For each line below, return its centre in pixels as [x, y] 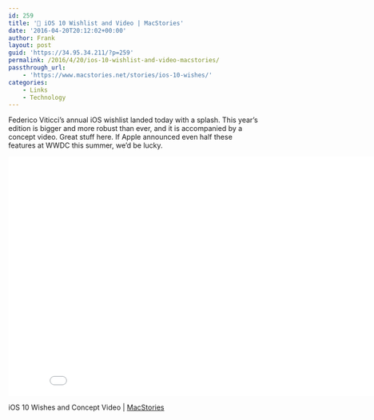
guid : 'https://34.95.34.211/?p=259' [71, 53]
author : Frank [32, 38]
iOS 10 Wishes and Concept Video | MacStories [87, 407]
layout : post [30, 46]
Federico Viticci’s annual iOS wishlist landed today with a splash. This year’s [133, 120]
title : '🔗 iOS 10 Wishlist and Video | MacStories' [96, 23]
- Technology [44, 97]
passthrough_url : [37, 68]
